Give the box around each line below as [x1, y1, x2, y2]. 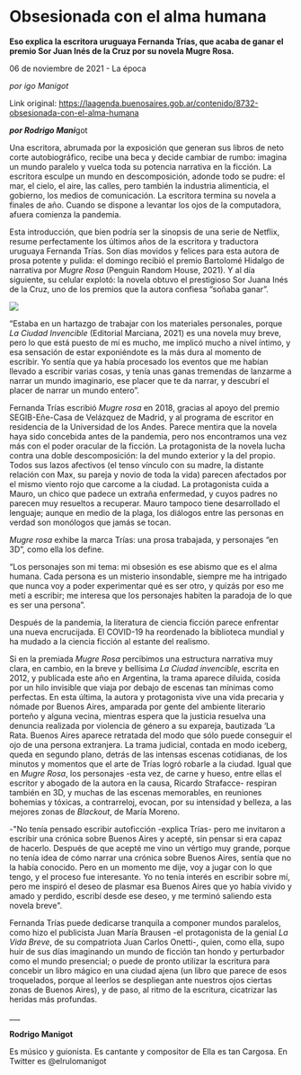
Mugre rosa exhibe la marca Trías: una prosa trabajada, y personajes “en [9, 534, 279, 545]
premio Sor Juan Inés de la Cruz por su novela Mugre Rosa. [9, 45, 235, 56]
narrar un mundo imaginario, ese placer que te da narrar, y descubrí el [9, 375, 270, 386]
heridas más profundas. [9, 993, 98, 1004]
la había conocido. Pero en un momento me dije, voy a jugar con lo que [9, 861, 272, 873]
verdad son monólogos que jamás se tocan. [9, 517, 172, 528]
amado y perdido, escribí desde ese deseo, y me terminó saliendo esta [9, 890, 272, 901]
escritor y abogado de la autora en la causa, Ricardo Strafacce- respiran [9, 777, 277, 788]
